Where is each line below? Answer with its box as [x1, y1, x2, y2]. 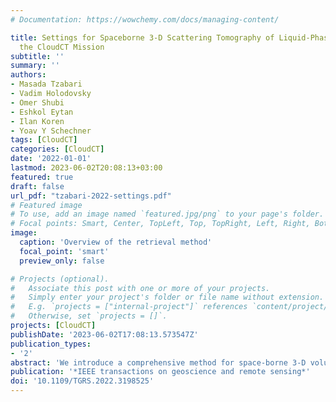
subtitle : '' [10, 51, 65, 61]
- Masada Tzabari [10, 79, 83, 90]
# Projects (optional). [10, 274, 110, 284]
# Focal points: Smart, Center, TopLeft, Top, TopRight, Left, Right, [10, 219, 311, 229]
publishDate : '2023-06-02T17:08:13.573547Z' [10, 329, 199, 340]
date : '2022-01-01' [10, 154, 92, 164]
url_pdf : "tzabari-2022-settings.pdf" [10, 191, 172, 201]
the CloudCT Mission [19, 42, 105, 52]
